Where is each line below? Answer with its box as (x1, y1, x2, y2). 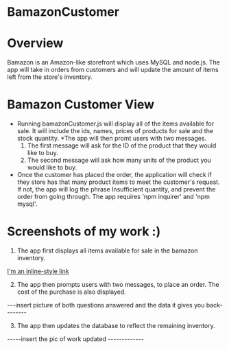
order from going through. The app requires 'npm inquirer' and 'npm (16, 193, 210, 201)
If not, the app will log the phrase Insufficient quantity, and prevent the (16, 185, 216, 194)
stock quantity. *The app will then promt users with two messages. (16, 135, 207, 143)
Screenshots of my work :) (7, 224, 161, 240)
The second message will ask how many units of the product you (27, 156, 211, 165)
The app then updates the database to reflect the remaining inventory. (16, 322, 216, 329)
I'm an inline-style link (7, 267, 69, 275)
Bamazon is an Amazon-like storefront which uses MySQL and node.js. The (7, 58, 221, 67)
